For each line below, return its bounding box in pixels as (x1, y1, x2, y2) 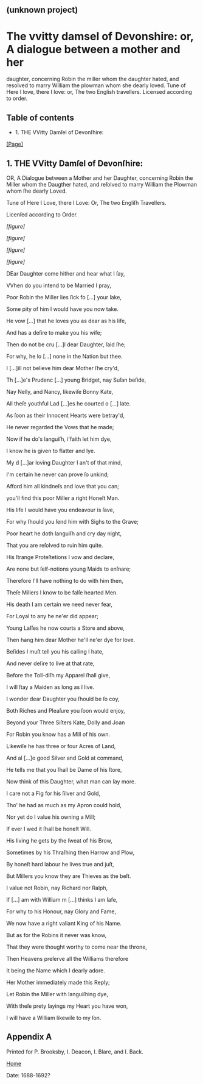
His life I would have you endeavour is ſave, (6, 506, 115, 513)
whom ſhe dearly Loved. (6, 187, 67, 194)
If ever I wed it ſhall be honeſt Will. (6, 825, 91, 832)
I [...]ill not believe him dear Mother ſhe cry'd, (6, 364, 120, 371)
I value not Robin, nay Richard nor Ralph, (6, 884, 108, 891)
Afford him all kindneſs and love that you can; (6, 482, 120, 490)
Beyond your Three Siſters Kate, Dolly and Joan (6, 719, 125, 726)
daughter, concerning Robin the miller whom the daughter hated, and (6, 76, 179, 83)
